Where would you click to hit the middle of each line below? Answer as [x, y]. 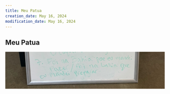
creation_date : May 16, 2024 [36, 16]
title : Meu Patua [24, 11]
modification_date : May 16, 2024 [40, 21]
